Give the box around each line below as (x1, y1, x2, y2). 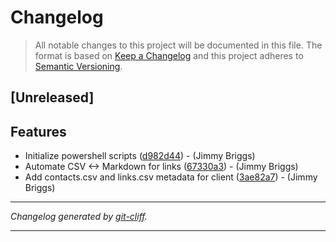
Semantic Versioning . (34, 60, 123, 72)
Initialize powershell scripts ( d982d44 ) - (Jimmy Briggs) (24, 150, 256, 162)
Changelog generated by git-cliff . (10, 211, 148, 223)
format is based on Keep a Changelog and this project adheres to (34, 49, 304, 61)
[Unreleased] (10, 89, 95, 106)
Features (10, 123, 67, 140)
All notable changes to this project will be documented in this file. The (34, 39, 323, 51)
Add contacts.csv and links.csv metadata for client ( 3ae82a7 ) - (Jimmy (24, 171, 318, 183)
